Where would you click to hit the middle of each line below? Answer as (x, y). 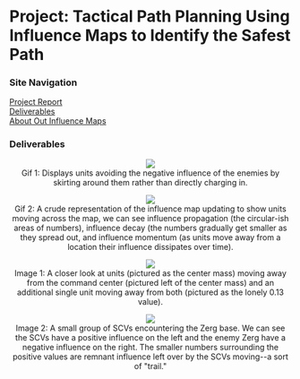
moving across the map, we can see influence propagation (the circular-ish (150, 218)
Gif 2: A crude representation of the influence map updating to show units (150, 209)
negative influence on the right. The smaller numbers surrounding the (150, 347)
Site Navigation (43, 82)
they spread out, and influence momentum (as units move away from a (150, 237)
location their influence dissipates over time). (150, 246)
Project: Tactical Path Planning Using (150, 17)
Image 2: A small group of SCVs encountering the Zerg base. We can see (150, 328)
